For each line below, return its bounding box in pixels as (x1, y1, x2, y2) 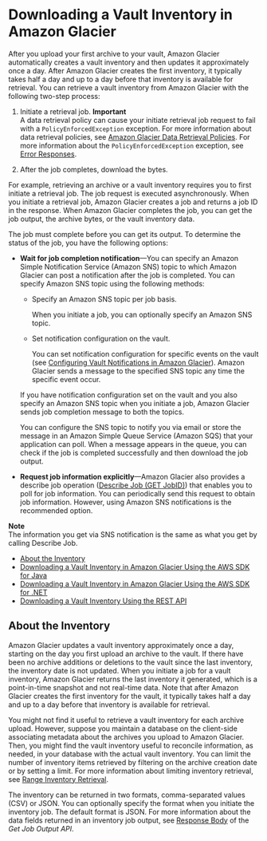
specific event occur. (31, 374, 101, 384)
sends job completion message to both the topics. (19, 407, 185, 417)
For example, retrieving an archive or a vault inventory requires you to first (8, 180, 252, 189)
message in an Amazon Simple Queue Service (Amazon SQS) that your (19, 431, 253, 440)
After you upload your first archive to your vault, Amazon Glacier (8, 49, 220, 58)
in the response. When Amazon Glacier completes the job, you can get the (8, 205, 253, 215)
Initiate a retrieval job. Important (19, 106, 127, 116)
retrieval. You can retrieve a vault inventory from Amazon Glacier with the (8, 82, 249, 93)
